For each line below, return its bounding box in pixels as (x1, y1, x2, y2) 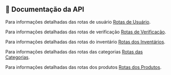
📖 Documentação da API (5, 5, 85, 14)
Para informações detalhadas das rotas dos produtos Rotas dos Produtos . (5, 64, 162, 70)
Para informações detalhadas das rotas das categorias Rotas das (5, 48, 143, 54)
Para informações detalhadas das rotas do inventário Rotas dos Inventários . (5, 39, 166, 45)
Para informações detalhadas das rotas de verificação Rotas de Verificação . (5, 29, 166, 35)
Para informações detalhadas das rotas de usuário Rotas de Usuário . (5, 18, 151, 25)
